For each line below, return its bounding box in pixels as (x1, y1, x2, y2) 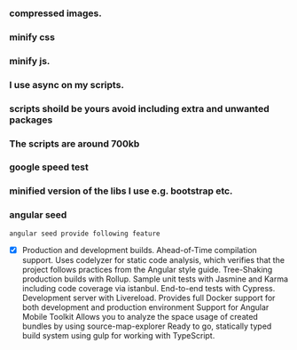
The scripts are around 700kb (9, 137, 140, 149)
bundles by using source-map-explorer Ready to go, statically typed (21, 321, 272, 331)
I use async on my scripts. (9, 78, 124, 91)
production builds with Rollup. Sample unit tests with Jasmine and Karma (21, 274, 289, 284)
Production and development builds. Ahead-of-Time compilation (21, 244, 257, 255)
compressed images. (9, 7, 102, 20)
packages (9, 114, 53, 126)
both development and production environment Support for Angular (21, 301, 270, 313)
